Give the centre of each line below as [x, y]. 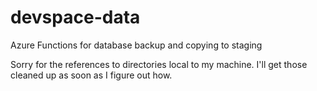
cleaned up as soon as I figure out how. [91, 75]
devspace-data [75, 17]
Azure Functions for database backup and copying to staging [136, 45]
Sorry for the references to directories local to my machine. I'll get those [159, 64]
